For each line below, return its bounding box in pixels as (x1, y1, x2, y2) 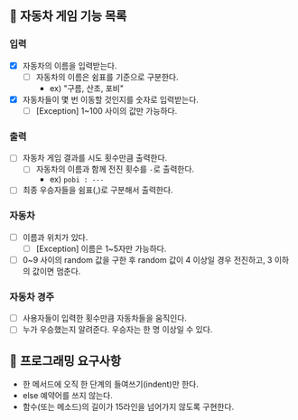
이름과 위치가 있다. (22, 231, 88, 242)
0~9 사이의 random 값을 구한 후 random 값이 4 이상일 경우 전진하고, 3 (22, 254, 273, 265)
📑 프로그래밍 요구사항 (9, 353, 122, 369)
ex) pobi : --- (49, 174, 105, 185)
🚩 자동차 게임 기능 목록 (9, 8, 127, 24)
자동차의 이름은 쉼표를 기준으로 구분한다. (35, 71, 179, 82)
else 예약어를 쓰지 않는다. (22, 390, 113, 401)
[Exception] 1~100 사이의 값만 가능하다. (35, 105, 178, 116)
